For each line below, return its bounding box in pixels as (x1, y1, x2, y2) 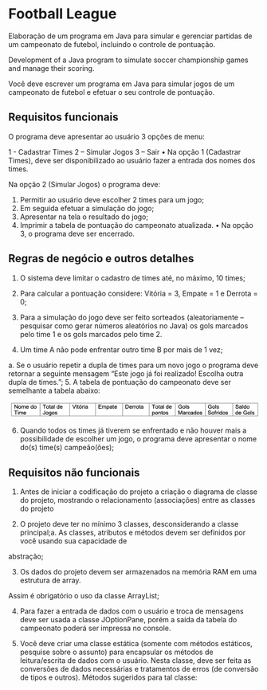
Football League (8, 5, 117, 23)
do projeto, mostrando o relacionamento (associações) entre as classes (19, 496, 256, 505)
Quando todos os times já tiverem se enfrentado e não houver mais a (19, 425, 247, 435)
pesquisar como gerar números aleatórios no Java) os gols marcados (19, 320, 249, 331)
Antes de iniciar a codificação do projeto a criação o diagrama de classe (19, 487, 257, 496)
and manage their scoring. (8, 63, 95, 73)
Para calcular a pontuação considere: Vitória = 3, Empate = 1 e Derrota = (19, 288, 258, 298)
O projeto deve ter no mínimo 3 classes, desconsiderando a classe (19, 519, 239, 529)
